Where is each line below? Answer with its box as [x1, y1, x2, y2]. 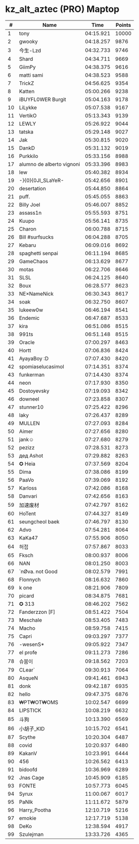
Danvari [19, 492, 37, 499]
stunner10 [19, 404, 44, 411]
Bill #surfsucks [19, 233, 54, 240]
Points [115, 21, 131, 28]
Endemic [19, 314, 40, 321]
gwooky [19, 38, 38, 45]
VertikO [19, 112, 37, 119]
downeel [19, 395, 39, 402]
